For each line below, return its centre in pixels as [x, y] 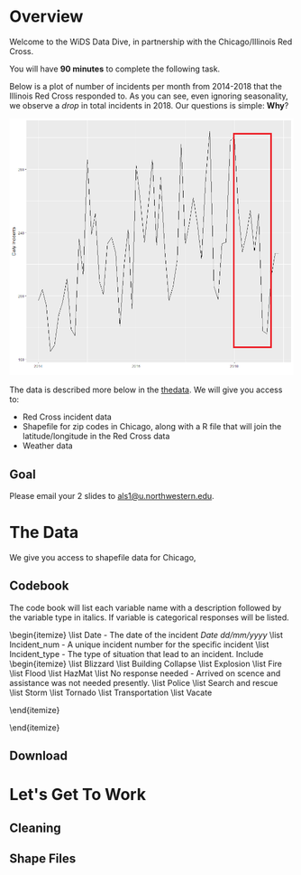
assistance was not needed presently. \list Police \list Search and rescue [144, 682]
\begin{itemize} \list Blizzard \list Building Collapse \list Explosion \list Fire [146, 663]
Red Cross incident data [67, 417]
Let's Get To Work [78, 795]
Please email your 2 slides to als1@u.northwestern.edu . [112, 495]
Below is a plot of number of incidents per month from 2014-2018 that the [146, 86]
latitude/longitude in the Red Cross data [96, 437]
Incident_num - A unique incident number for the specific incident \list [139, 644]
